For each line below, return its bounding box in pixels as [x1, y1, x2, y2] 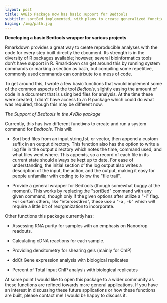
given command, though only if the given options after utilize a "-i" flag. [12, 193, 159, 199]
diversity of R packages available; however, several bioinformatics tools [5, 55, 152, 61]
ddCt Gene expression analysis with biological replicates [12, 257, 128, 263]
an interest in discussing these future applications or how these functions [5, 287, 156, 293]
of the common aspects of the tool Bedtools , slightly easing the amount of [5, 86, 157, 92]
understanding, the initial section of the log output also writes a [12, 162, 142, 168]
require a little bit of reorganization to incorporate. [12, 203, 115, 209]
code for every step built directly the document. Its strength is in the [5, 50, 145, 56]
